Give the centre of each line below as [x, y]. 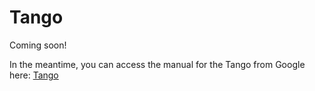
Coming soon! [38, 45]
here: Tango [34, 75]
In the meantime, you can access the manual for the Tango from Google [157, 64]
